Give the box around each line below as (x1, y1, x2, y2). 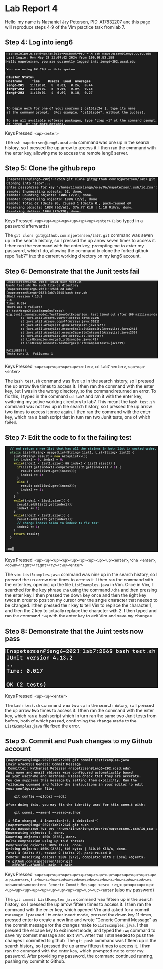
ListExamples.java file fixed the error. (5, 723, 80, 729)
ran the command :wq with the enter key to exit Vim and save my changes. (5, 613, 154, 619)
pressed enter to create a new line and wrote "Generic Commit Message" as (5, 917, 158, 923)
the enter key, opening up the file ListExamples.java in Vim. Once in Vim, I (5, 582, 153, 588)
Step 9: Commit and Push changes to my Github (5, 737, 153, 745)
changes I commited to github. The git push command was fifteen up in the (5, 938, 157, 944)
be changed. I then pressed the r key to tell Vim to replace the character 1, (5, 602, 153, 608)
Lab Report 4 (5, 3, 58, 14)
